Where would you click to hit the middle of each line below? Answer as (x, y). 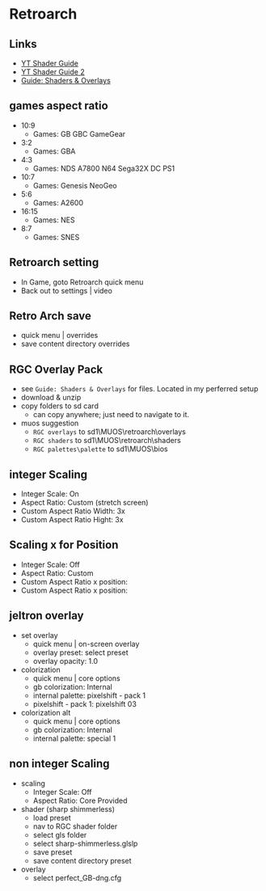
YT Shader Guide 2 (53, 72)
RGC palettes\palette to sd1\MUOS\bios (100, 449)
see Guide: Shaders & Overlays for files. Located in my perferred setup (139, 389)
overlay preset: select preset (80, 652)
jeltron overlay (46, 616)
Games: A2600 (58, 202)
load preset (52, 817)
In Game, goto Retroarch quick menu (82, 282)
